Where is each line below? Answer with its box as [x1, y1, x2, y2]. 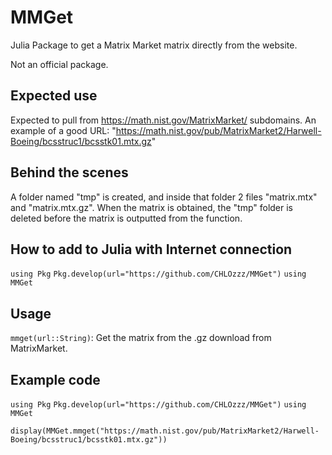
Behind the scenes [10, 164, 129, 181]
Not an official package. [10, 58, 109, 70]
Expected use [10, 87, 98, 105]
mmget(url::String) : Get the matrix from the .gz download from [10, 332, 272, 344]
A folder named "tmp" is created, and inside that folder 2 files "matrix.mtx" [10, 191, 318, 203]
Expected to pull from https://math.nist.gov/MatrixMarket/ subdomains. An [10, 114, 317, 126]
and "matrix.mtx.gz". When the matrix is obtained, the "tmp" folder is [10, 201, 293, 213]
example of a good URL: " [10, 124, 117, 136]
